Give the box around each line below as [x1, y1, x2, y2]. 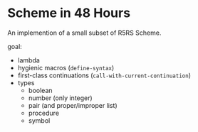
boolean [28, 86, 53, 94]
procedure [28, 109, 59, 117]
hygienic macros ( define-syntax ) [17, 63, 115, 72]
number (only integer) [28, 94, 93, 102]
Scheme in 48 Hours [7, 5, 130, 21]
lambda [17, 55, 41, 65]
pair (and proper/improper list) [28, 101, 118, 109]
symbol [28, 116, 51, 125]
